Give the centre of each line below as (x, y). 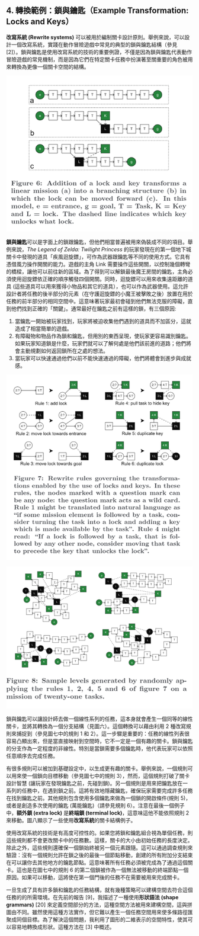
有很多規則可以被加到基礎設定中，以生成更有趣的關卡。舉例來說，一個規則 (97, 768)
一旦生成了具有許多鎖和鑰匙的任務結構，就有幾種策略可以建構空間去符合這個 (99, 890)
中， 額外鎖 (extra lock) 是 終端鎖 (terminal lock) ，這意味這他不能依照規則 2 (98, 813)
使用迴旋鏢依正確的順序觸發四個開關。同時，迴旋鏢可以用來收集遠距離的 (99, 279)
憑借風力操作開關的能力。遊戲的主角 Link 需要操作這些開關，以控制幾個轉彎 (98, 264)
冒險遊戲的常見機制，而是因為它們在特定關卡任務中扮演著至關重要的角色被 (97, 59)
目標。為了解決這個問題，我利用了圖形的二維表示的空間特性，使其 (107, 919)
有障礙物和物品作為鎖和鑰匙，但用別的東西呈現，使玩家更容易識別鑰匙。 (103, 336)
